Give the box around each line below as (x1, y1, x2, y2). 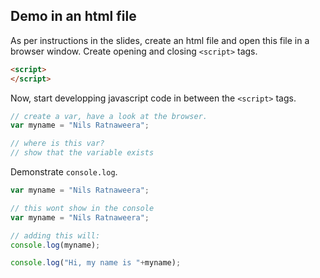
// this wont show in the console (10, 203, 155, 213)
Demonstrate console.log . (10, 166, 118, 178)
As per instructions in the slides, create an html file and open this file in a (10, 34, 310, 46)
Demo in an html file (10, 8, 137, 25)
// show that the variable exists (10, 148, 155, 158)
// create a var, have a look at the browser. (10, 111, 208, 121)
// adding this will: (10, 230, 101, 241)
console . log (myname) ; (10, 240, 101, 250)
